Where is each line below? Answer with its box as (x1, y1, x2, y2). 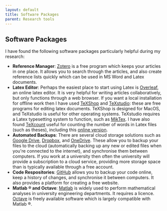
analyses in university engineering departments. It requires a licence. (12, 191, 155, 197)
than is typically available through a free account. (12, 164, 114, 170)
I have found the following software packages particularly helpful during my (5, 48, 161, 54)
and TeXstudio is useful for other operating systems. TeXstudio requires (12, 111, 161, 117)
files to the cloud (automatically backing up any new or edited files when (12, 143, 162, 149)
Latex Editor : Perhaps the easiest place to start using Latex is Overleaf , (12, 84, 159, 90)
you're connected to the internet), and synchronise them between (12, 148, 148, 154)
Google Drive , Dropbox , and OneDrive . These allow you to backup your (12, 138, 159, 144)
